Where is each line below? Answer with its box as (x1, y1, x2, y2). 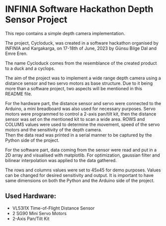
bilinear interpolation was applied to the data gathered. (5, 157, 117, 163)
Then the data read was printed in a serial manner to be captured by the (5, 132, 152, 138)
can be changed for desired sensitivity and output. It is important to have (5, 172, 154, 178)
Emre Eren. (5, 51, 28, 56)
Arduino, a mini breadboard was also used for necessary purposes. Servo (5, 106, 156, 112)
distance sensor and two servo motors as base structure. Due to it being (5, 80, 153, 86)
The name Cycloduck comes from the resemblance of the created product (5, 60, 157, 66)
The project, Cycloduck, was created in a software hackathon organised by (5, 40, 159, 46)
